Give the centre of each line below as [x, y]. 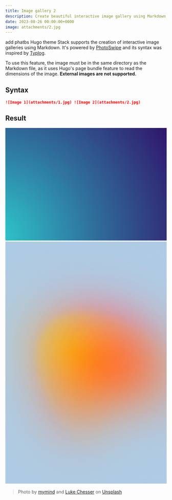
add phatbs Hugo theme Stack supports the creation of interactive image [82, 42]
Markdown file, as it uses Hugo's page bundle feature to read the [74, 69]
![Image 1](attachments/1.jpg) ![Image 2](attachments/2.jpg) [73, 102]
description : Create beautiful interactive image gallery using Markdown [86, 16]
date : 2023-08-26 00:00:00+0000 [40, 21]
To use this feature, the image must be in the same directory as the [76, 63]
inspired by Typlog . [26, 53]
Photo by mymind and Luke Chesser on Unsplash [70, 492]
